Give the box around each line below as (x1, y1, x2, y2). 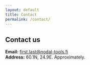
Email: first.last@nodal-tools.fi (5, 49, 68, 55)
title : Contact (5, 12, 37, 17)
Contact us (5, 35, 41, 44)
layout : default (5, 7, 39, 13)
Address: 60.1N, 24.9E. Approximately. (5, 54, 85, 60)
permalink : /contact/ (5, 17, 51, 22)
